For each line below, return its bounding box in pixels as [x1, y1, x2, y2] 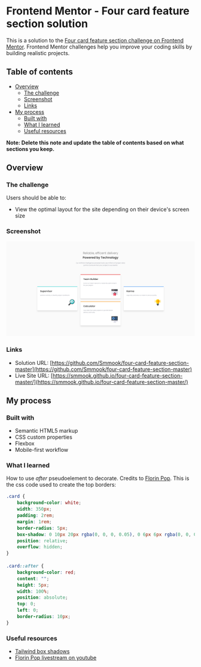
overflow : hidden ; [17, 544, 63, 550]
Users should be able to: [6, 194, 67, 201]
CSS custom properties [14, 433, 73, 441]
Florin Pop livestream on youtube [14, 654, 97, 662]
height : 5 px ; [17, 582, 50, 588]
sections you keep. [6, 145, 55, 152]
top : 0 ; [17, 601, 36, 607]
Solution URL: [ [14, 359, 52, 366]
